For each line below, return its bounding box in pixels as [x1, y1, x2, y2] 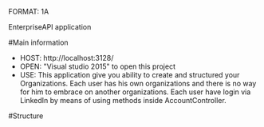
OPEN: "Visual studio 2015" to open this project [19, 62, 176, 71]
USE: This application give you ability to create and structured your [19, 70, 240, 79]
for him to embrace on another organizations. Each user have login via [19, 87, 251, 97]
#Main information [8, 38, 69, 47]
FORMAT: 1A [8, 7, 49, 16]
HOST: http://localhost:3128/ [19, 54, 114, 62]
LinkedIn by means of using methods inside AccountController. [19, 96, 227, 105]
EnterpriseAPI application [8, 22, 92, 31]
